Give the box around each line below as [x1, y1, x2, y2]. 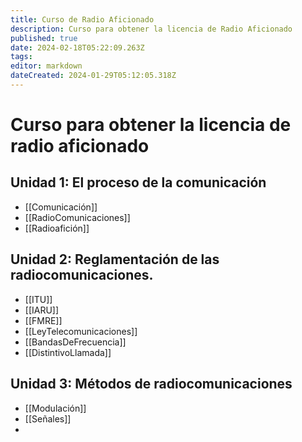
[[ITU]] [24, 293, 53, 305]
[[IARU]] [24, 304, 60, 316]
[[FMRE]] [24, 314, 63, 326]
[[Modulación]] [24, 402, 87, 414]
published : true [10, 33, 78, 43]
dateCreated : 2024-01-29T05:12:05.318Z [10, 71, 177, 81]
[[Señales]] [24, 412, 72, 425]
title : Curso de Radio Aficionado [10, 14, 155, 25]
